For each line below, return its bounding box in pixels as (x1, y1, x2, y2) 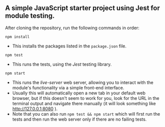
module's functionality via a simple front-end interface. (12, 85, 124, 90)
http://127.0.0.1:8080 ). (12, 106, 58, 112)
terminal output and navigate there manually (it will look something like (12, 100, 156, 106)
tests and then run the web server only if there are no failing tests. (12, 116, 147, 122)
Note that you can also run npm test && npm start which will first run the (12, 111, 161, 117)
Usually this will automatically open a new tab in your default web (12, 90, 146, 96)
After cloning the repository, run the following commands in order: (5, 25, 140, 31)
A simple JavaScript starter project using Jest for (5, 4, 160, 12)
